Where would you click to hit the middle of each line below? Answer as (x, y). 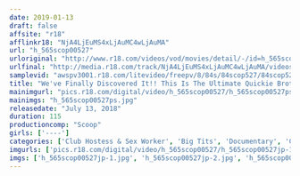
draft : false (33, 26)
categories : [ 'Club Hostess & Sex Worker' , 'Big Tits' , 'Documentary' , (145, 141)
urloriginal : (33, 59)
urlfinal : (28, 68)
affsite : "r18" (37, 34)
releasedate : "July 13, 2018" (66, 108)
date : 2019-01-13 (42, 17)
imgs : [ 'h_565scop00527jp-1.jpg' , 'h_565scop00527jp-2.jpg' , (125, 158)
